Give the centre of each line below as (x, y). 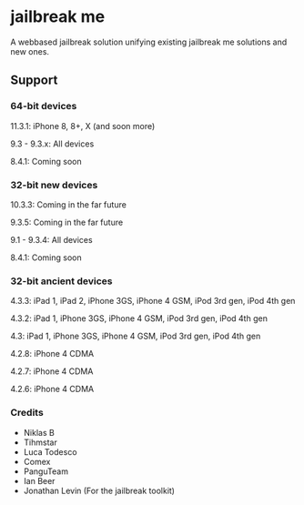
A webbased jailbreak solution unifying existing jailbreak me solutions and (149, 42)
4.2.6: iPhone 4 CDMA (52, 389)
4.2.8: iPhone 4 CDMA (52, 354)
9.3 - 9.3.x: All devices (52, 144)
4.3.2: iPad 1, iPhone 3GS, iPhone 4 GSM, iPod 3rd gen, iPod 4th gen (139, 318)
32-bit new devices (54, 185)
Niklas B (39, 432)
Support (34, 81)
